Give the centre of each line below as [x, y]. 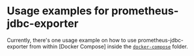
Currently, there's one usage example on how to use [72, 40]
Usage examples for [58, 11]
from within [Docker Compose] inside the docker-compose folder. [109, 46]
